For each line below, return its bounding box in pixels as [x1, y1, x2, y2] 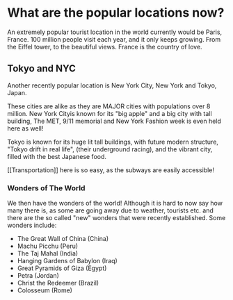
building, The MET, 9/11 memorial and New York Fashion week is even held [7, 117, 221, 125]
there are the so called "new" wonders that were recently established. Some [7, 214, 226, 222]
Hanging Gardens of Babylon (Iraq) [17, 257, 118, 265]
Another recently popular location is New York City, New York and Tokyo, [7, 81, 217, 90]
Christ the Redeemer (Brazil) [17, 279, 99, 287]
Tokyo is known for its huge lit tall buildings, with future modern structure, [7, 137, 219, 146]
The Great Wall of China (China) [17, 235, 109, 243]
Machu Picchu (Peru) [17, 242, 79, 251]
